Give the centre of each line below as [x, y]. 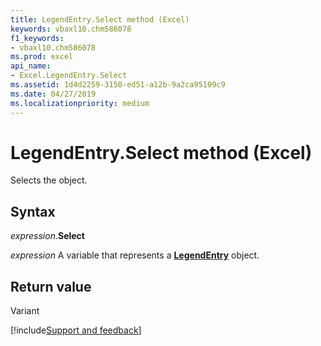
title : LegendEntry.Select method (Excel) [100, 19]
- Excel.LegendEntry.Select [69, 76]
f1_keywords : [37, 38]
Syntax [33, 211]
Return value [51, 286]
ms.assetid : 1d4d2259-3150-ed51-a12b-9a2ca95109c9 [118, 85]
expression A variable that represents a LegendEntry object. [135, 255]
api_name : [31, 66]
